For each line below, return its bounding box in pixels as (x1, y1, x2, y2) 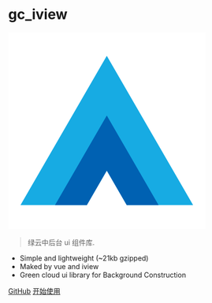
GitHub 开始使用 (8, 286, 61, 296)
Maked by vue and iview (19, 261, 99, 271)
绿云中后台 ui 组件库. (27, 238, 95, 247)
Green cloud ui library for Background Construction (19, 270, 187, 279)
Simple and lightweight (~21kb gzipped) (19, 253, 149, 263)
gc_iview (8, 6, 68, 24)
